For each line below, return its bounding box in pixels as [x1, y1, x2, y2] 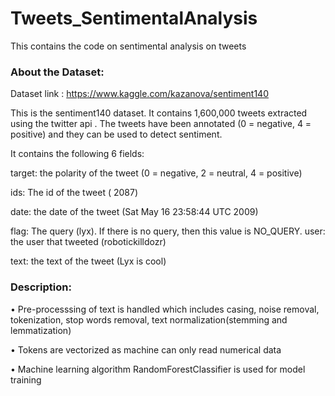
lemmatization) [10, 324, 72, 336]
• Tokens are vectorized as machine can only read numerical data [10, 343, 282, 356]
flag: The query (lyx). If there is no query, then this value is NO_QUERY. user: [10, 225, 326, 237]
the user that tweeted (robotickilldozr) [10, 236, 167, 248]
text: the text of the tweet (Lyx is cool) [10, 255, 167, 267]
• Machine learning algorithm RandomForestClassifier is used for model [10, 363, 306, 375]
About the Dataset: [10, 65, 105, 79]
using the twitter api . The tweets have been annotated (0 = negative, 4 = [10, 118, 312, 130]
